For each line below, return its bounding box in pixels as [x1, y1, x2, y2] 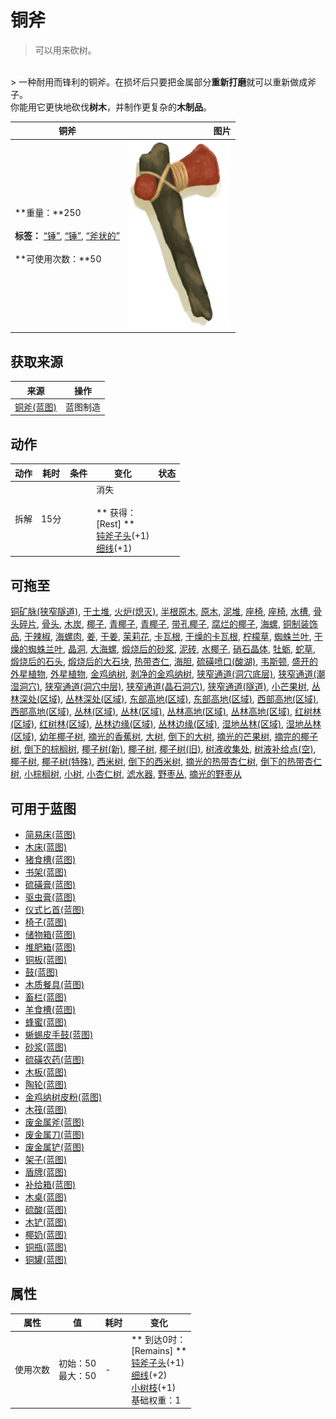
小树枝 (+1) [131, 1381, 177, 1393]
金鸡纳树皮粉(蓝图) [24, 1091, 103, 1103]
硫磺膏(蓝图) [24, 878, 77, 890]
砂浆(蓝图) [24, 1041, 68, 1053]
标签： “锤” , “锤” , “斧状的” [14, 230, 120, 242]
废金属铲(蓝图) [24, 1141, 85, 1153]
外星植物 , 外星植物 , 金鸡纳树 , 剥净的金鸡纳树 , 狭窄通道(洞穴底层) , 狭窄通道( [10, 668, 317, 680]
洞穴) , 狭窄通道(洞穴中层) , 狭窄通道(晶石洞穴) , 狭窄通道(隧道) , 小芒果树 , [18, 681, 310, 693]
